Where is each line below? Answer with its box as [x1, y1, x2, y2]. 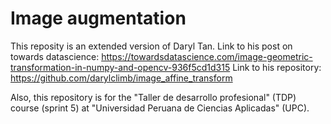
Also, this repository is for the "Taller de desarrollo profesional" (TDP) [10, 91, 297, 103]
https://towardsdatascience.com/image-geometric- [101, 50, 313, 62]
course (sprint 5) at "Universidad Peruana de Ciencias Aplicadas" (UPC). [10, 102, 310, 114]
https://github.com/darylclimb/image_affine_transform [10, 72, 233, 84]
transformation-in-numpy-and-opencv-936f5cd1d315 [10, 61, 231, 73]
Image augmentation [10, 7, 187, 30]
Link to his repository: [232, 61, 322, 73]
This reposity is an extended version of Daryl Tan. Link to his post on [10, 40, 293, 52]
